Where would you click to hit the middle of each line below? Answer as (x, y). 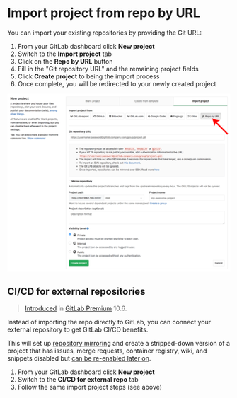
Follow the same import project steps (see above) (90, 387)
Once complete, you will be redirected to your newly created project (117, 83)
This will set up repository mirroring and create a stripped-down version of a (119, 344)
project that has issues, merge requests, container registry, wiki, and (107, 351)
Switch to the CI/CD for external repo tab (78, 380)
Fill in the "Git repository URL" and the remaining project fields (108, 69)
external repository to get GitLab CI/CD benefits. (78, 329)
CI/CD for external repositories (76, 291)
